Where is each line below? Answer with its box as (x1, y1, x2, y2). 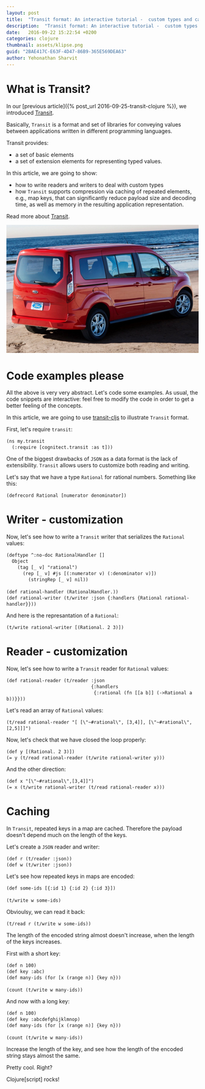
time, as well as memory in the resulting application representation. (15, 201, 184, 208)
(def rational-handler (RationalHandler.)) (6, 589, 119, 595)
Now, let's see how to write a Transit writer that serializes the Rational (6, 533, 185, 541)
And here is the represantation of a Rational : (6, 612, 119, 619)
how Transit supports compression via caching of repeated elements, (15, 187, 192, 195)
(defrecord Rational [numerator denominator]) (6, 492, 127, 499)
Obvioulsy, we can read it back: (6, 909, 85, 916)
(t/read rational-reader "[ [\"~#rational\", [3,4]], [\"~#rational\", (6, 719, 192, 726)
